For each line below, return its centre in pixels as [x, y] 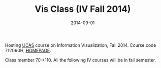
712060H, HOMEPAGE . [28, 50]
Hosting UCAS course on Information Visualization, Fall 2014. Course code [80, 45]
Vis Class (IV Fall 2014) [83, 9]
